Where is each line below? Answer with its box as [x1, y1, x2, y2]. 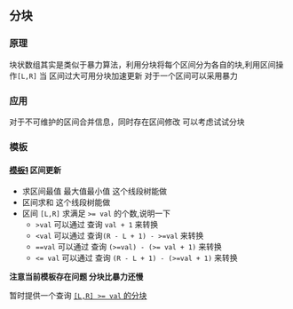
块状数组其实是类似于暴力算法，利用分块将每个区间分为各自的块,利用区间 [9, 59, 277, 69]
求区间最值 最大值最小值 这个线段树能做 [21, 186, 167, 197]
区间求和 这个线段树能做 [21, 197, 111, 208]
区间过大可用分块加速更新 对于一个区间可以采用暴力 [48, 70, 238, 81]
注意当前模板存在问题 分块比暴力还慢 [9, 272, 144, 282]
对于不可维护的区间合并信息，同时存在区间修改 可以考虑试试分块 [9, 116, 245, 127]
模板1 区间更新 [9, 164, 62, 175]
